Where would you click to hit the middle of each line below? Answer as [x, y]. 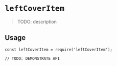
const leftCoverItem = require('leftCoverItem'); [59, 50]
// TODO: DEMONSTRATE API [32, 58]
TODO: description [37, 21]
